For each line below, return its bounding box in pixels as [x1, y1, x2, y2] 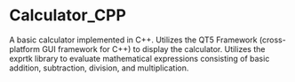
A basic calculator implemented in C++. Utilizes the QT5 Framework [9, 34, 258, 45]
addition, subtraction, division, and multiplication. [9, 63, 189, 73]
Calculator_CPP [9, 5, 127, 26]
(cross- [259, 34, 286, 45]
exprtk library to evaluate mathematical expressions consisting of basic [9, 53, 270, 63]
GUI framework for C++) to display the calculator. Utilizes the [41, 43, 266, 54]
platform [9, 43, 40, 54]
